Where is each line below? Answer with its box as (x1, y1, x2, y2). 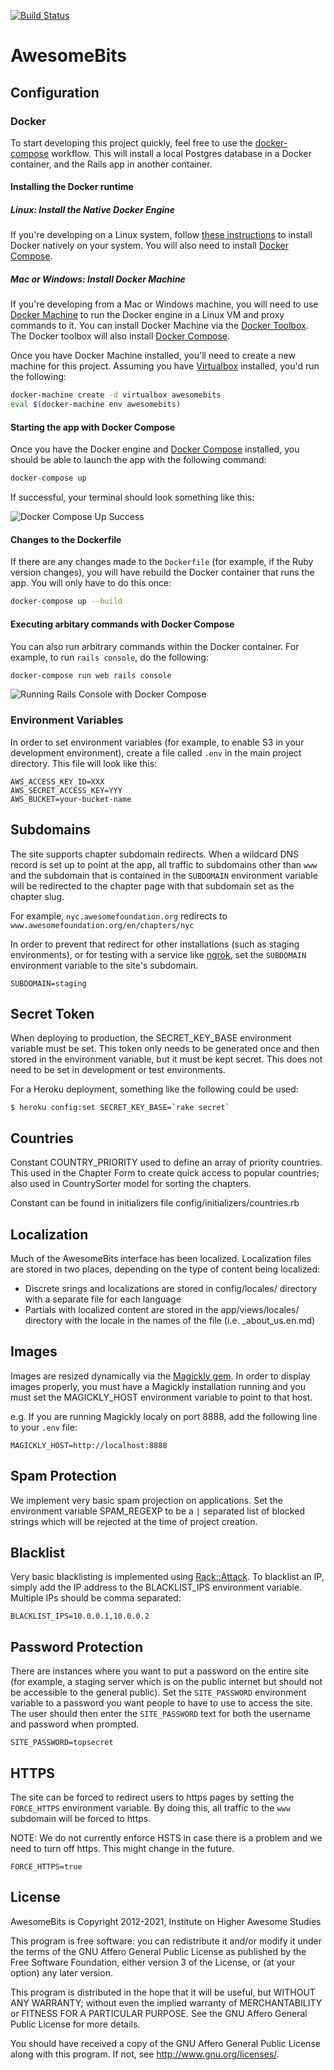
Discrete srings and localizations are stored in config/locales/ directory (24, 1282, 318, 1294)
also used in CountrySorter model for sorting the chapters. (10, 1178, 252, 1190)
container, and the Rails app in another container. (10, 158, 213, 170)
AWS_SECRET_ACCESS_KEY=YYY (10, 785, 123, 795)
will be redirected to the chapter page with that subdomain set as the (10, 880, 295, 892)
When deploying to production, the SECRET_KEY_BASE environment (10, 1032, 292, 1044)
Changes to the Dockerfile (10, 533, 122, 545)
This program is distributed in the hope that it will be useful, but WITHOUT (10, 1986, 316, 1998)
